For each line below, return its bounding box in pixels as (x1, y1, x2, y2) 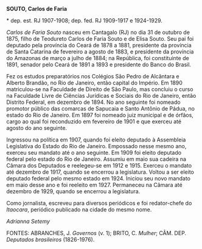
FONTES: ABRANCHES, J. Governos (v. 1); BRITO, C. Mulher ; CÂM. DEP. (6, 230, 187, 236)
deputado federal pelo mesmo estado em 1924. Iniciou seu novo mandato (6, 175, 190, 182)
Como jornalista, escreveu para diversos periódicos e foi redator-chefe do (6, 200, 192, 206)
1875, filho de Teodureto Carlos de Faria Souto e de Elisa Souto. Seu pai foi (6, 35, 194, 42)
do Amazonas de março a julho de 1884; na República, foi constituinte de (6, 55, 190, 61)
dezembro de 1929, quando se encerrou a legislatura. (6, 188, 141, 195)
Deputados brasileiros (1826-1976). (6, 236, 95, 243)
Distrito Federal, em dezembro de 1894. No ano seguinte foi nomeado (6, 98, 181, 106)
